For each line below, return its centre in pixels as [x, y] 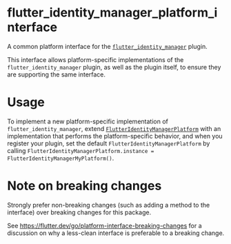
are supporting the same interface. [56, 74]
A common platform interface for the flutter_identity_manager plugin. [108, 46]
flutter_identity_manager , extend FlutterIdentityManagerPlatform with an [114, 128]
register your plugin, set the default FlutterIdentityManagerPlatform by [109, 143]
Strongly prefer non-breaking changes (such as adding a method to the [109, 205]
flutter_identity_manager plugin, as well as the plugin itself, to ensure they [114, 67]
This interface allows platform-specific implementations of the [96, 59]
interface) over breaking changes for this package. [79, 212]
